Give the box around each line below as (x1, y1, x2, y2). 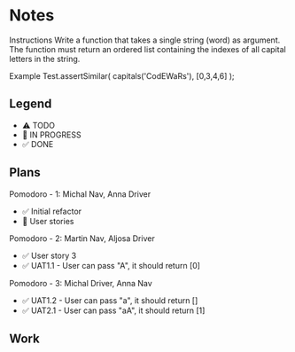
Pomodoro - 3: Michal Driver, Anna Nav (9, 278, 152, 288)
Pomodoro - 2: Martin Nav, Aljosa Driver (9, 232, 155, 244)
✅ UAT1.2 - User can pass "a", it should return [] (21, 294, 198, 306)
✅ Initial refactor (21, 206, 82, 216)
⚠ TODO (21, 120, 56, 130)
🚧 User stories (21, 215, 74, 226)
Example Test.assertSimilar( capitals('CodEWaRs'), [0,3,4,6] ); (9, 70, 235, 81)
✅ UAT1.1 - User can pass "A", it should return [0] (21, 260, 201, 270)
